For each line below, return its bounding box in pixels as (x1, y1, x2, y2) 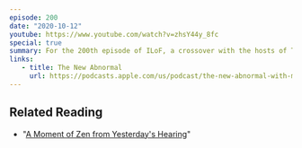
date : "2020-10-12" (9, 22, 83, 30)
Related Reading (9, 105, 103, 120)
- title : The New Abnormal (21, 64, 123, 73)
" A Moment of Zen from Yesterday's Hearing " (22, 128, 191, 139)
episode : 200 (9, 13, 58, 22)
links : (9, 55, 34, 64)
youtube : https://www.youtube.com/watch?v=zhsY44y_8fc (9, 30, 219, 39)
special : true (9, 38, 63, 48)
